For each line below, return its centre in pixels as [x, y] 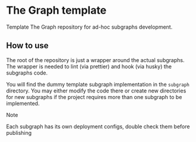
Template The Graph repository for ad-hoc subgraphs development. [89, 27]
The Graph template [56, 10]
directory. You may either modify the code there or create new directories [96, 91]
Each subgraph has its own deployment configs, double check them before [98, 126]
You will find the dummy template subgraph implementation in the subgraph [98, 84]
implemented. [23, 103]
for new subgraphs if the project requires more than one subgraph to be [94, 97]
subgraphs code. [27, 73]
